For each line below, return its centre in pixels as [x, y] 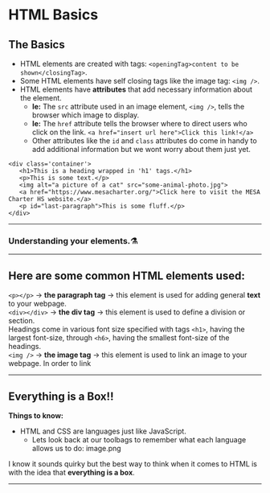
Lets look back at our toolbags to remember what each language [139, 439]
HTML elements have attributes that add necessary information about [136, 89]
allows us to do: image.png [77, 448]
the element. [41, 98]
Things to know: [36, 415]
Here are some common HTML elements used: [127, 275]
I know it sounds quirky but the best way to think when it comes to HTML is [133, 463]
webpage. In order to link [50, 364]
